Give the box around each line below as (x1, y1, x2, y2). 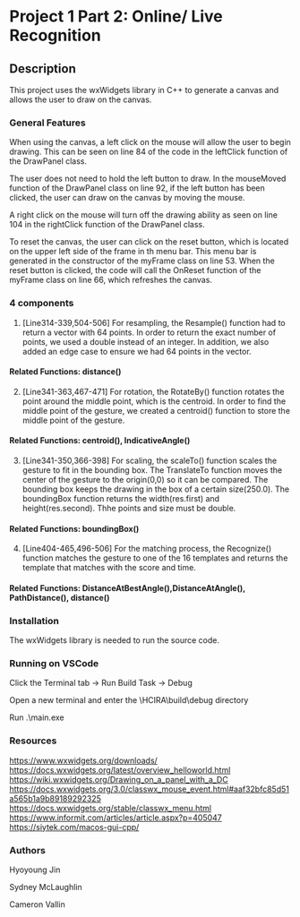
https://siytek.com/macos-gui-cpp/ (9, 821, 140, 832)
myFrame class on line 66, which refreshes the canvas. (9, 275, 213, 286)
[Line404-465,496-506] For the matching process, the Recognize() (21, 544, 272, 554)
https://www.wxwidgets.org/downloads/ (9, 755, 159, 766)
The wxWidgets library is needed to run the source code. (9, 635, 219, 646)
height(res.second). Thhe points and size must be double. (21, 503, 236, 513)
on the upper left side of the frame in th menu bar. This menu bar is (9, 246, 257, 257)
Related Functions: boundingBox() (9, 523, 140, 534)
